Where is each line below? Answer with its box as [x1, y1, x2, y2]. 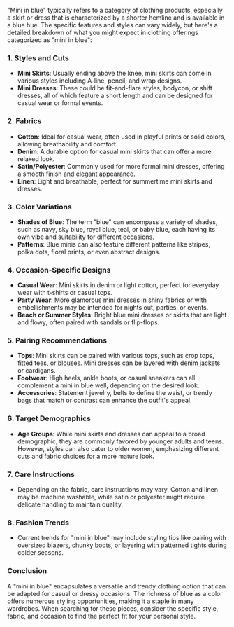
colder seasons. [17, 549, 64, 557]
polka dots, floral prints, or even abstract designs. [17, 247, 161, 256]
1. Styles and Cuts [7, 53, 70, 62]
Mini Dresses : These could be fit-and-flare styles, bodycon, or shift [17, 84, 213, 92]
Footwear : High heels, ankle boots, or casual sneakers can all [17, 374, 196, 383]
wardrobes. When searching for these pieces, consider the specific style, [7, 604, 219, 612]
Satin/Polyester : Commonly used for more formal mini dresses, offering [17, 162, 225, 170]
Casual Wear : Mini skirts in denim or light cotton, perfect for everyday [17, 281, 219, 289]
